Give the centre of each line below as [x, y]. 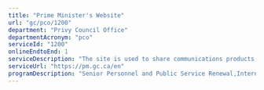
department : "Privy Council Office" [68, 30]
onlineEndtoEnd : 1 [38, 52]
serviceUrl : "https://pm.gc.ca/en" [66, 67]
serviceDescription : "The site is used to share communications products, [133, 59]
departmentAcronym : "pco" [50, 37]
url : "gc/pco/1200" [40, 23]
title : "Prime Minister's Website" [66, 15]
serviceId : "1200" [38, 45]
